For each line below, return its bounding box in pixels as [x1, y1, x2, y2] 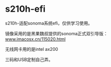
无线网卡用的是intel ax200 [5, 46, 58, 52]
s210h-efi [5, 3, 46, 15]
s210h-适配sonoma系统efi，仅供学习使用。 [5, 20, 93, 26]
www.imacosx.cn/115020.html [5, 36, 66, 42]
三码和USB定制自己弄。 [5, 56, 53, 62]
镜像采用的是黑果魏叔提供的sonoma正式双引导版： [5, 30, 108, 36]
